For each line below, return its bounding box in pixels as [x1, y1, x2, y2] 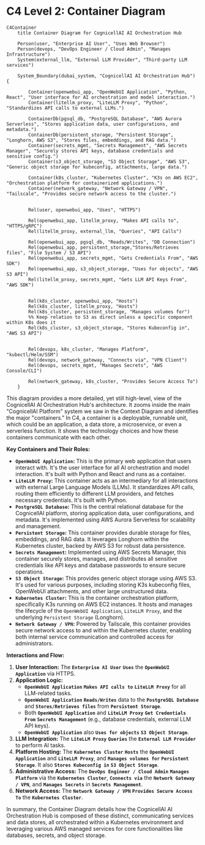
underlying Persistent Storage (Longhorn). [15, 613, 125, 621]
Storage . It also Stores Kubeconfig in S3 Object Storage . [15, 761, 159, 768]
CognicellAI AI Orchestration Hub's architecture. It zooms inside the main [6, 401, 191, 408]
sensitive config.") [6, 153, 59, 159]
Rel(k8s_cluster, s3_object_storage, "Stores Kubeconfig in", [28, 325, 190, 331]
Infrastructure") [6, 51, 51, 58]
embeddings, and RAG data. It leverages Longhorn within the [15, 535, 170, 543]
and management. [15, 522, 61, 529]
